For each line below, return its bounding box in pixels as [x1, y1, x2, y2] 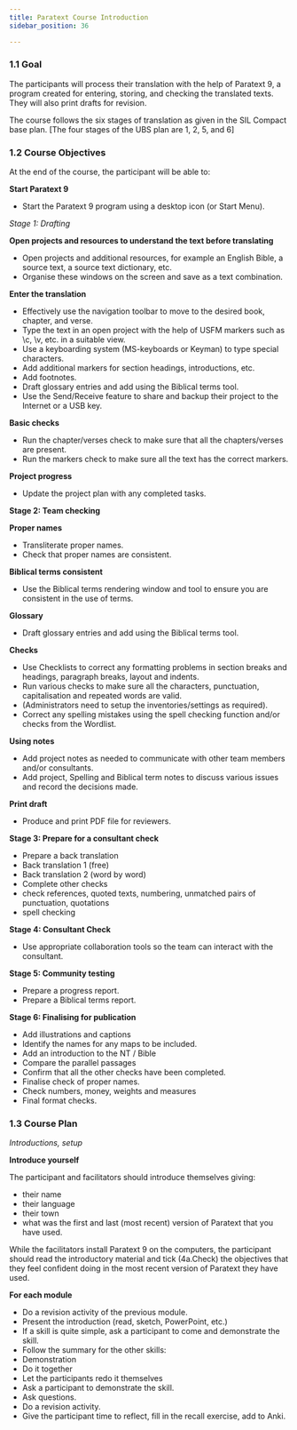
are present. [21, 444, 67, 455]
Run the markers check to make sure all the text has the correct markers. [21, 454, 289, 465]
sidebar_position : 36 [9, 21, 90, 30]
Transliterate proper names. [21, 539, 124, 551]
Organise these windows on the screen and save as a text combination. [21, 272, 284, 283]
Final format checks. [21, 1095, 98, 1106]
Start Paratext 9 [9, 184, 69, 195]
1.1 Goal [9, 59, 43, 71]
